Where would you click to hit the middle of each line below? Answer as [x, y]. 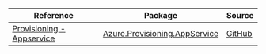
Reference [53, 15]
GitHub [239, 33]
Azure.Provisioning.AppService [161, 33]
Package [161, 15]
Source [240, 15]
